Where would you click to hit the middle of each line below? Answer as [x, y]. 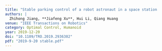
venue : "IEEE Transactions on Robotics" [47, 23]
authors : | [16, 14]
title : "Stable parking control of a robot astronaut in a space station [81, 9]
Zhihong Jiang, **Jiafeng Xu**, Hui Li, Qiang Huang [64, 18]
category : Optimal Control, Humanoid [43, 28]
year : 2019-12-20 [23, 32]
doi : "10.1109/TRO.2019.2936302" [39, 37]
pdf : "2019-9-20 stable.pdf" [34, 41]
